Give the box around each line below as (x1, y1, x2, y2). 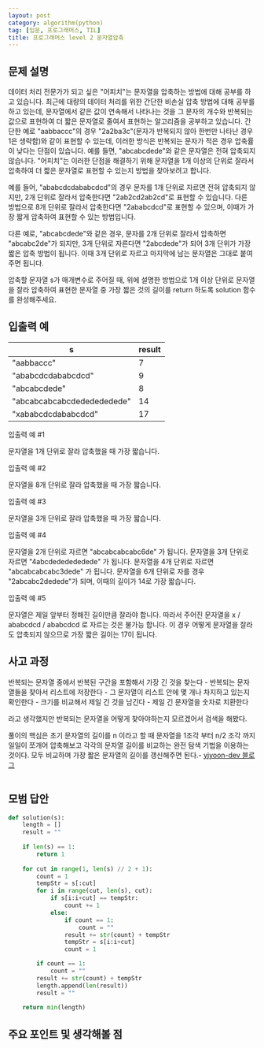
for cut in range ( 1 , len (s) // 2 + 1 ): (22, 864, 153, 873)
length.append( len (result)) (36, 982, 128, 990)
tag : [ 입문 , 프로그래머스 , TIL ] (8, 26, 101, 34)
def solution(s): (8, 813, 65, 822)
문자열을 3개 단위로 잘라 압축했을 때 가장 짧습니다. (8, 513, 161, 522)
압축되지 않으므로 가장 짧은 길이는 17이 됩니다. (16, 630, 157, 639)
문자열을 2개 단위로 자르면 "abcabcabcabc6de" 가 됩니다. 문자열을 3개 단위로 (8, 547, 249, 556)
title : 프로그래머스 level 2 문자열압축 (8, 33, 124, 42)
